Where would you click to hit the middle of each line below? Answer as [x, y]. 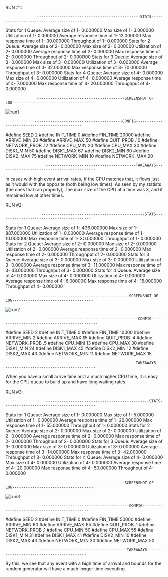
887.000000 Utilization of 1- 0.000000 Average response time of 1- [75, 233]
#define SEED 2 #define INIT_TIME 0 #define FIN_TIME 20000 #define [78, 135]
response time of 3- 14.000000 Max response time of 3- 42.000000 [76, 452]
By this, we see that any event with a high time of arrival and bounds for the [83, 563]
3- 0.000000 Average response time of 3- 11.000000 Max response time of [83, 265]
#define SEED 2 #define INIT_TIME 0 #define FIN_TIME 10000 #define [77, 332]
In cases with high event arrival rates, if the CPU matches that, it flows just [82, 179]
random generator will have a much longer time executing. [66, 569]
